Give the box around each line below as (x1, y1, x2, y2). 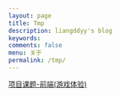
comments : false (8, 42, 62, 50)
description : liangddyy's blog (8, 26, 113, 34)
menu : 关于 (8, 49, 42, 57)
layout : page (8, 11, 52, 20)
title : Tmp (8, 19, 45, 27)
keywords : (8, 34, 42, 42)
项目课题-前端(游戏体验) (8, 79, 87, 89)
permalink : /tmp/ (8, 57, 66, 65)
